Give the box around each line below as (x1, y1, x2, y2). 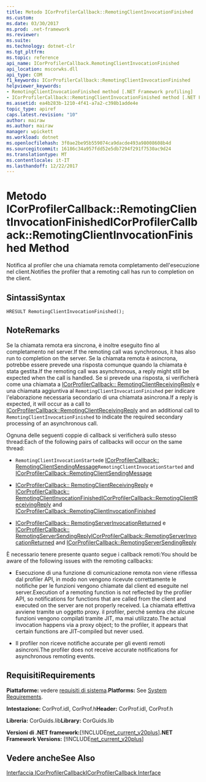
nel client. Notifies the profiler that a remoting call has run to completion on (6, 268, 194, 276)
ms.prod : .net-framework (6, 26, 70, 32)
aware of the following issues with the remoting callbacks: (6, 557, 153, 564)
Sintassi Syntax (6, 292, 66, 303)
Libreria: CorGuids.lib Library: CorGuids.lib (6, 716, 115, 724)
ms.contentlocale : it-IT (6, 157, 70, 163)
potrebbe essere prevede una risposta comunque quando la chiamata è (6, 361, 187, 368)
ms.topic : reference (6, 55, 59, 61)
